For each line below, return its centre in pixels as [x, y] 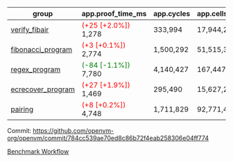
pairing [22, 109]
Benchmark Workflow [38, 151]
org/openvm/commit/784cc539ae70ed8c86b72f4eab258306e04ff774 [108, 138]
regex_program [36, 70]
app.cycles [172, 13]
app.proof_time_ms [114, 13]
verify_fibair [30, 29]
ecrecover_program [43, 89]
